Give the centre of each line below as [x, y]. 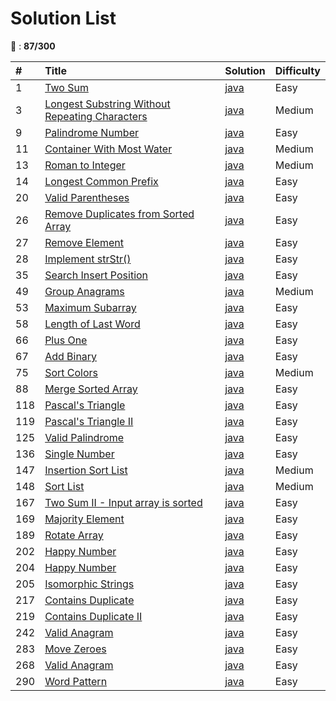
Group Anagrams [84, 291]
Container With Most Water [108, 149]
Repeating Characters [96, 116]
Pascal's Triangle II [89, 421]
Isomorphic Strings [89, 584]
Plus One [66, 340]
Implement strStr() [88, 259]
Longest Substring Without [107, 104]
